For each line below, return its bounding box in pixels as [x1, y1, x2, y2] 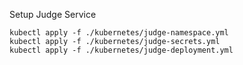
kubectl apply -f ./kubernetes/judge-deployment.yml [9, 45, 234, 55]
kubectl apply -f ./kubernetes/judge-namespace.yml [9, 28, 229, 38]
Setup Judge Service [9, 9, 97, 20]
